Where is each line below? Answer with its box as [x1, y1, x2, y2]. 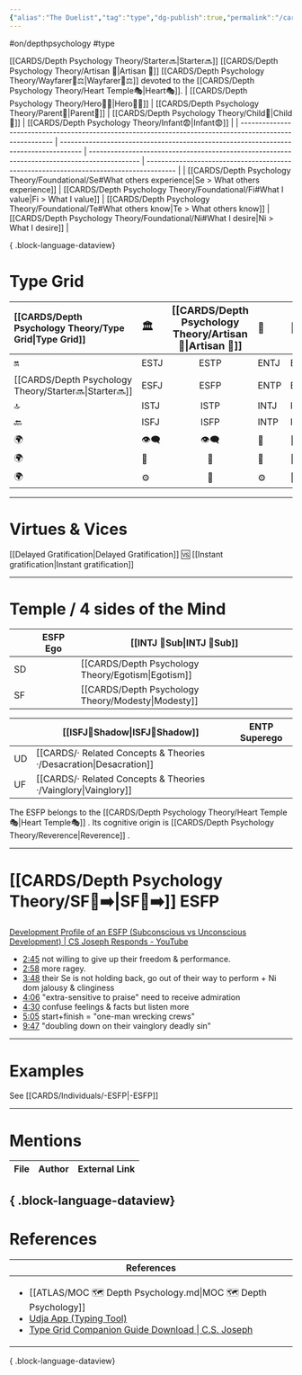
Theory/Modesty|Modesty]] [80, 694, 200, 707]
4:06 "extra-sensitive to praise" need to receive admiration [22, 992, 241, 1003]
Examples [9, 1060, 84, 1081]
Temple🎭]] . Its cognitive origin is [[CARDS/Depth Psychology [43, 817, 274, 828]
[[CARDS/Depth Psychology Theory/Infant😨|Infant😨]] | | [26, 117, 239, 128]
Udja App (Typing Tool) [29, 1312, 128, 1325]
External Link [77, 1163, 136, 1175]
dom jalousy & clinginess [22, 982, 115, 994]
